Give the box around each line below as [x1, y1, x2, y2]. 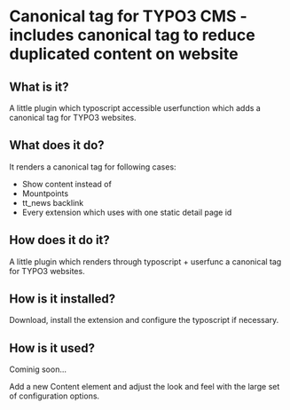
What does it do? [9, 138, 105, 153]
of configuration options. [9, 390, 100, 401]
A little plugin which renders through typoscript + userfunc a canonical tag [9, 256, 282, 267]
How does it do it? [9, 233, 111, 248]
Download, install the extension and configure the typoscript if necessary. [9, 315, 279, 326]
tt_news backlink [21, 197, 84, 208]
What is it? [9, 79, 69, 94]
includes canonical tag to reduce [9, 25, 255, 45]
